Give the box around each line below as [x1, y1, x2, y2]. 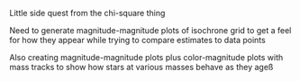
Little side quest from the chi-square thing [9, 8, 166, 18]
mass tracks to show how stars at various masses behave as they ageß [9, 62, 274, 72]
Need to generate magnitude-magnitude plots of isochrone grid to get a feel [9, 25, 292, 35]
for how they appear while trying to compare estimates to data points [9, 35, 266, 45]
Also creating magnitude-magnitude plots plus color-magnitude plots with [9, 52, 284, 62]
